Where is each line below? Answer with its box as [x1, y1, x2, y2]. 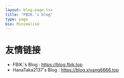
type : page [5, 17, 28, 22]
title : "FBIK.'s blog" [5, 12, 53, 17]
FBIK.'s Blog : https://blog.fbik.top [12, 61, 83, 68]
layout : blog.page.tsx [5, 7, 53, 13]
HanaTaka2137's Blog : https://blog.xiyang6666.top [12, 67, 119, 73]
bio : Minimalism [5, 21, 39, 27]
